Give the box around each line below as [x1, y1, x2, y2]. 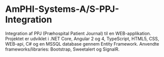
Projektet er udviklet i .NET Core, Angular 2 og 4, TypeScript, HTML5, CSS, [5, 36, 159, 42]
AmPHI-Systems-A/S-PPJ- [5, 3, 119, 15]
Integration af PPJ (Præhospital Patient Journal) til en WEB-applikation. [5, 30, 151, 36]
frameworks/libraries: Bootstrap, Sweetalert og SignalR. [5, 46, 120, 52]
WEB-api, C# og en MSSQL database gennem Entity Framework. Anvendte [5, 41, 159, 47]
